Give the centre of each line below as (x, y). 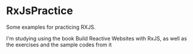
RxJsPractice (39, 11)
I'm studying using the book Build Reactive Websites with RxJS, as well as (96, 38)
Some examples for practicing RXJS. (51, 27)
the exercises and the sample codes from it (59, 45)
